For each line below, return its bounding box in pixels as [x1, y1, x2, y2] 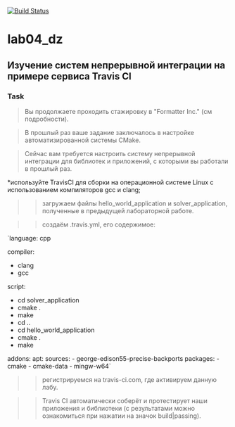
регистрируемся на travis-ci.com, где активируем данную [42, 375, 217, 383]
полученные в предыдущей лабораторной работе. [42, 206, 194, 215]
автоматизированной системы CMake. [24, 136, 141, 144]
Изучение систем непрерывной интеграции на [7, 59, 226, 71]
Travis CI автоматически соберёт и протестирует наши [42, 396, 208, 404]
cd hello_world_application [17, 326, 95, 334]
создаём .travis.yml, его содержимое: [42, 220, 156, 229]
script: [7, 282, 26, 291]
